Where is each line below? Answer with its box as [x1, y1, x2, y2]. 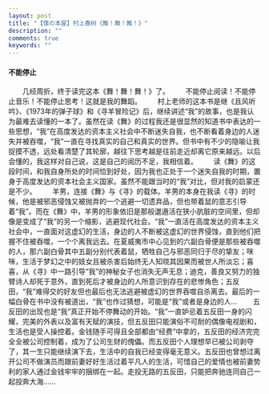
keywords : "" [8, 42, 52, 50]
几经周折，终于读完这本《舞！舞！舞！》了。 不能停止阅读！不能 [22, 86, 249, 96]
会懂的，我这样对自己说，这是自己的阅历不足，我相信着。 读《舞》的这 [8, 157, 256, 167]
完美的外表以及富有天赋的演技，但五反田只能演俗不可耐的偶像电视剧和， [22, 317, 261, 327]
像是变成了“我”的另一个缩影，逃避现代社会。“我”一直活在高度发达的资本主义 [8, 217, 259, 227]
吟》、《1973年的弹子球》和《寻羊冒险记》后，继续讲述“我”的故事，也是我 [8, 107, 247, 116]
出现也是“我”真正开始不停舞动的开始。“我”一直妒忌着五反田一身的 [29, 307, 246, 316]
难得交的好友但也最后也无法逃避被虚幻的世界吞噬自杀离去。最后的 [35, 287, 254, 296]
